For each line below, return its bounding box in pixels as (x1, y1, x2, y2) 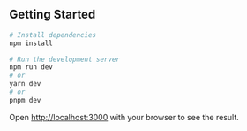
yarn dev (9, 80, 41, 89)
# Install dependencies (9, 30, 97, 39)
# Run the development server (9, 55, 121, 64)
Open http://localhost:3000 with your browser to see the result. (9, 112, 240, 122)
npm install (9, 39, 53, 48)
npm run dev (9, 63, 53, 72)
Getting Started (9, 7, 96, 22)
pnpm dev (9, 96, 41, 104)
